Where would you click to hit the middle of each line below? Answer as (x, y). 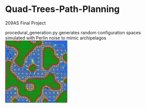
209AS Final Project (26, 23)
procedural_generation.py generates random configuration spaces (73, 32)
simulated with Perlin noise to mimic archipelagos (56, 38)
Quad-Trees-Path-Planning (63, 9)
